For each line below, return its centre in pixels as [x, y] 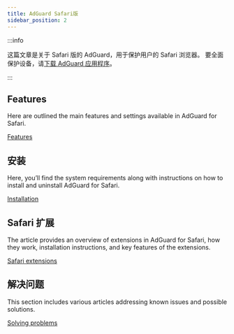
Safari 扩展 [31, 223]
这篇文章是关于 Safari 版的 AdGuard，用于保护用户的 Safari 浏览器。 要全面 [115, 55]
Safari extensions [32, 261]
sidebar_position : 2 [37, 20]
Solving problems [32, 323]
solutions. [21, 309]
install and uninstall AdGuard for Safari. [64, 185]
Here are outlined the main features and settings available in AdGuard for [112, 116]
